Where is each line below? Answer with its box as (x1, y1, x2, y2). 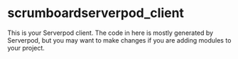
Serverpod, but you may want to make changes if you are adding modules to (7, 36, 232, 44)
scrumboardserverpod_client (7, 5, 185, 21)
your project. (7, 43, 45, 52)
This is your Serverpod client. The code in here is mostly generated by (7, 28, 214, 37)
